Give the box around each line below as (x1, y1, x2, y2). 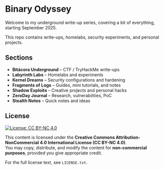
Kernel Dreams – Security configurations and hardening (12, 77, 126, 83)
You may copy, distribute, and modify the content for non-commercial (5, 145, 147, 150)
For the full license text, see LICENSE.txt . (5, 159, 88, 165)
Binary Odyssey (5, 3, 71, 15)
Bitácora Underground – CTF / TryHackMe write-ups (12, 66, 120, 72)
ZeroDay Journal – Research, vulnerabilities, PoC (12, 92, 112, 98)
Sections (5, 54, 33, 62)
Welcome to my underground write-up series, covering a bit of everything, (5, 20, 155, 25)
